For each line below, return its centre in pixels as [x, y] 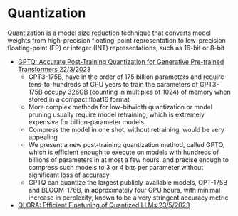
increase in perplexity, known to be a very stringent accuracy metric [128, 198]
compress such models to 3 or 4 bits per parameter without [116, 167]
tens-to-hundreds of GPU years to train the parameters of [113, 84]
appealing [43, 137]
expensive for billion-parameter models [86, 121]
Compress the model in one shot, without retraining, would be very [126, 129]
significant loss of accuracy [69, 175]
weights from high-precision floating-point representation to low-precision [117, 40]
